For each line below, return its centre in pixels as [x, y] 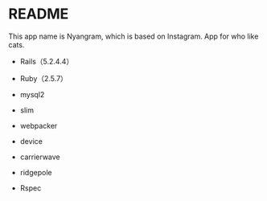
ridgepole [36, 172]
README [39, 14]
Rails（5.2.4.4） [47, 61]
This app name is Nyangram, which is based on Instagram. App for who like [133, 36]
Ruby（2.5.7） [44, 78]
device [31, 141]
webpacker [39, 125]
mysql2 [32, 94]
